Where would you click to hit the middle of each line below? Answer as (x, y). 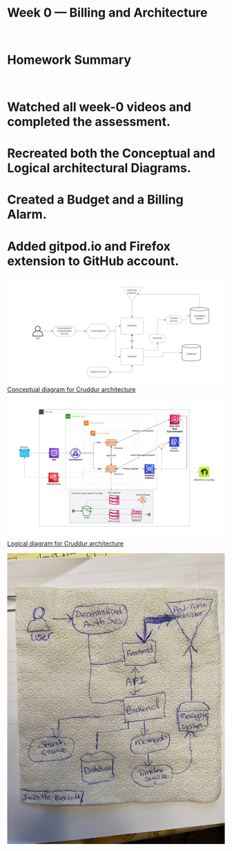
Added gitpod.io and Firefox (89, 246)
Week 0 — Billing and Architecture (107, 13)
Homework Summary (69, 60)
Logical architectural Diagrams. (99, 168)
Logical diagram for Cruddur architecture (66, 543)
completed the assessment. (89, 122)
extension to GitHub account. (93, 261)
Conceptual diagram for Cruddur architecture (71, 390)
